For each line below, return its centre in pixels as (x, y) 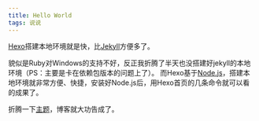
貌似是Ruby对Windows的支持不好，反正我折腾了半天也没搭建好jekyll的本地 (129, 63)
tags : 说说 (25, 23)
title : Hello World (40, 15)
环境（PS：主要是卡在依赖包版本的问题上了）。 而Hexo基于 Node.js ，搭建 (126, 72)
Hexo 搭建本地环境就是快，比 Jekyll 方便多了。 (81, 46)
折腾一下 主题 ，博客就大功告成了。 (63, 109)
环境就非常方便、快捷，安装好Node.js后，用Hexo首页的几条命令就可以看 (132, 82)
